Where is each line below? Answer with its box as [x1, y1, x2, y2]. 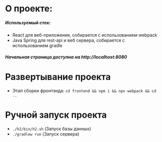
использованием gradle [12, 43, 63, 48]
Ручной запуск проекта [5, 109, 107, 120]
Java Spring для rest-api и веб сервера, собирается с [12, 38, 125, 44]
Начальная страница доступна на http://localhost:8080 [5, 54, 127, 60]
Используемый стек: [5, 19, 51, 25]
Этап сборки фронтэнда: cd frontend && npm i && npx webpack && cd [12, 88, 157, 94]
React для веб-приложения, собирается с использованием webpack [12, 32, 158, 38]
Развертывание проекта [5, 71, 111, 82]
